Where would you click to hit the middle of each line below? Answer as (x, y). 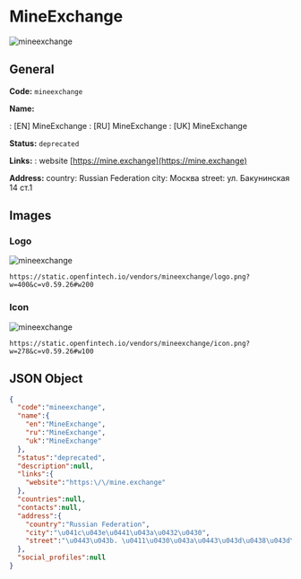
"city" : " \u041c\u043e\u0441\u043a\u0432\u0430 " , (118, 532)
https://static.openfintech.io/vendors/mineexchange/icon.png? (130, 343)
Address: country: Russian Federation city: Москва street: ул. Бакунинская (150, 177)
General (32, 69)
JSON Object (46, 379)
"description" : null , (56, 466)
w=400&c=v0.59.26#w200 (52, 285)
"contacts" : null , (50, 507)
